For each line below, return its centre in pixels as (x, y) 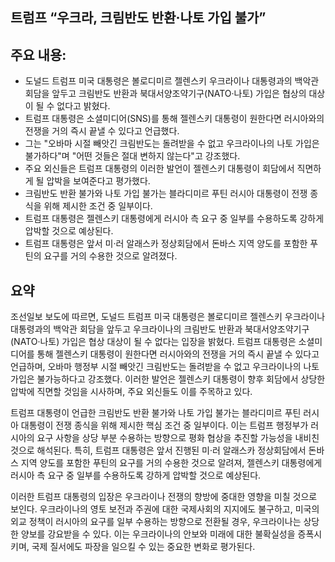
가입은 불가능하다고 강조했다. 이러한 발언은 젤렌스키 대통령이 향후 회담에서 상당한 (168, 379)
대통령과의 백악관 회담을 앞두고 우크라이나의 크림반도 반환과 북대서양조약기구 (160, 329)
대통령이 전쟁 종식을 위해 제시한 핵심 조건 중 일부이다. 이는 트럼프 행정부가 (164, 425)
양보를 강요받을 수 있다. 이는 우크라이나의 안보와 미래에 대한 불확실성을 (158, 534)
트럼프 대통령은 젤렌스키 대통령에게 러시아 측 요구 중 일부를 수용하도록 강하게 (174, 219)
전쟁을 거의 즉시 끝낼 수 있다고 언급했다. (102, 131)
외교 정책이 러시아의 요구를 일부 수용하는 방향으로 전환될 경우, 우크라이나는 (156, 522)
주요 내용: (38, 54)
